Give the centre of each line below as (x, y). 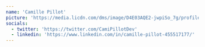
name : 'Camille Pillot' (36, 12)
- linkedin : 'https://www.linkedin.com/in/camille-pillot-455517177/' (103, 35)
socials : (17, 23)
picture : (17, 18)
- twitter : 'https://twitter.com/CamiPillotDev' (74, 29)
